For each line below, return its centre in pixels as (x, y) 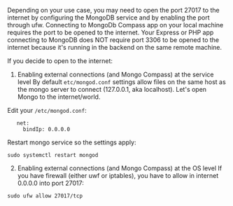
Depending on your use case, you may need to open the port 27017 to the (113, 10)
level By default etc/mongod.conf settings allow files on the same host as (121, 82)
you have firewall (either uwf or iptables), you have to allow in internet (118, 176)
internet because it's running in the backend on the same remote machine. (115, 47)
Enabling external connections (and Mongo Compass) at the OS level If (120, 168)
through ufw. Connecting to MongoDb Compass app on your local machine (115, 25)
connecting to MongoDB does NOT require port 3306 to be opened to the (113, 40)
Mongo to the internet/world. (59, 97)
